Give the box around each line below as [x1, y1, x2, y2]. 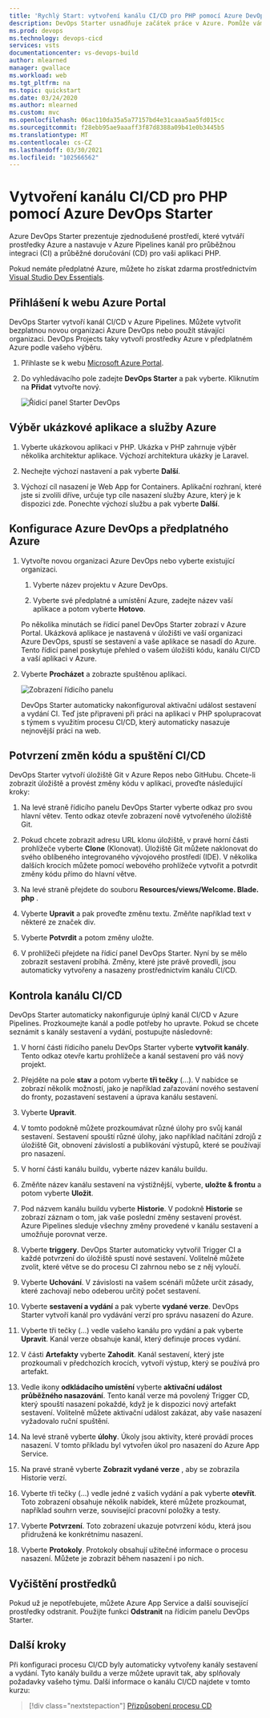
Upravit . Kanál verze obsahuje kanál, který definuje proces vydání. [20, 1334, 241, 1344]
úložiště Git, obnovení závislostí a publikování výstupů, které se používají [20, 1140, 261, 1150]
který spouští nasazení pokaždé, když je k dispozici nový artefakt [20, 1400, 237, 1409]
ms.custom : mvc [9, 109, 60, 117]
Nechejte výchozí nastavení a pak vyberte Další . [20, 466, 181, 475]
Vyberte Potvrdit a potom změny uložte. [20, 933, 155, 943]
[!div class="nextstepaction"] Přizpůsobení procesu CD [28, 1700, 212, 1710]
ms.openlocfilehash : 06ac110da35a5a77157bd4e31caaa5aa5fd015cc [9, 116, 225, 124]
